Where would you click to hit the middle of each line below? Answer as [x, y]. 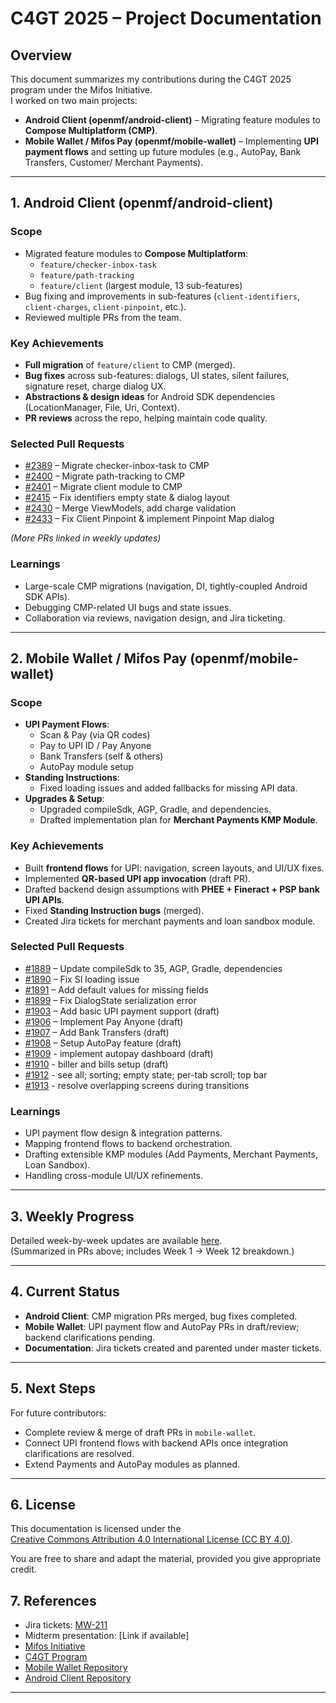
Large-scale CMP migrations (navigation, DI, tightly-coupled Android [166, 586]
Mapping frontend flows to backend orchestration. [128, 1144]
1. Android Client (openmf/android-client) [142, 203]
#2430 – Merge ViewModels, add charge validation [130, 508]
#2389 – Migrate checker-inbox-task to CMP [117, 466]
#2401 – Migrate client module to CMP [103, 487]
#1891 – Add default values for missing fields [116, 989]
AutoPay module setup [86, 767]
